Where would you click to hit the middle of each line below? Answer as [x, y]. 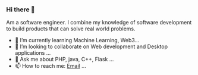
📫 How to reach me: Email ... [50, 66]
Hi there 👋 [21, 10]
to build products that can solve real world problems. [71, 29]
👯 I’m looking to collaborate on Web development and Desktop [91, 46]
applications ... [33, 53]
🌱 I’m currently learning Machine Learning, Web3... [77, 40]
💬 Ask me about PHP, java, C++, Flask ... [64, 60]
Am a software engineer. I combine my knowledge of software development [99, 23]
